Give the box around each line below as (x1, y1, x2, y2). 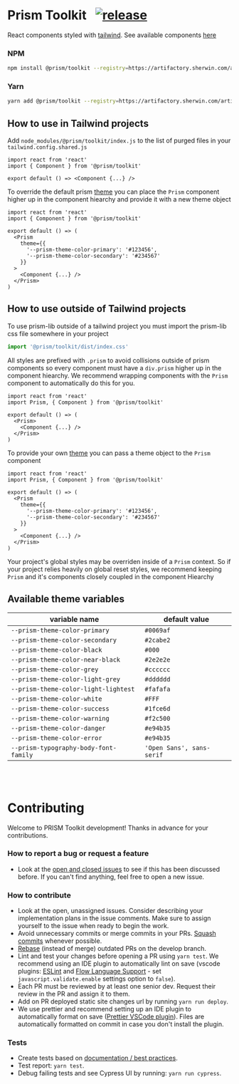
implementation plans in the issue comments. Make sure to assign (17, 914, 211, 922)
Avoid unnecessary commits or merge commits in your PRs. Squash (17, 929, 217, 938)
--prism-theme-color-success (11, 704, 110, 712)
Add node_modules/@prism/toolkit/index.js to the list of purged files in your (7, 136, 231, 145)
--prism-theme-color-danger (11, 724, 106, 732)
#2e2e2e (144, 655, 171, 664)
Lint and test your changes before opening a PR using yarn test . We (17, 952, 219, 961)
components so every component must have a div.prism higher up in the (7, 363, 222, 372)
